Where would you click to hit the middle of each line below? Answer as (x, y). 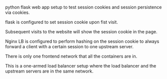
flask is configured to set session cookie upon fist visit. (62, 22)
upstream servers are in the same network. (49, 71)
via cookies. (17, 12)
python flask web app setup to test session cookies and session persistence (83, 7)
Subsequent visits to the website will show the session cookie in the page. (81, 32)
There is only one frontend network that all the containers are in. (71, 56)
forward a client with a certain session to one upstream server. (69, 46)
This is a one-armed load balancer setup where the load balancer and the (81, 66)
